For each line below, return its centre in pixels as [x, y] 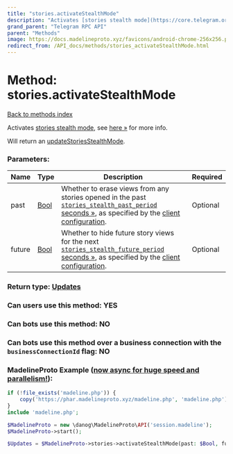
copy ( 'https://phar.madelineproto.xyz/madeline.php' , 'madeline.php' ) [124, 400]
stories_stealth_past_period [109, 205]
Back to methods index [40, 114]
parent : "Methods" [34, 33]
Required [207, 177]
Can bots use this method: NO [59, 324]
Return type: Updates [44, 287]
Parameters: [28, 159]
